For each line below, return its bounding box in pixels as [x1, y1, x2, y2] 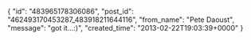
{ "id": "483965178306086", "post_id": [7, 7, 135, 16]
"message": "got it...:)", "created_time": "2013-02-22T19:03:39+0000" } [7, 24, 244, 32]
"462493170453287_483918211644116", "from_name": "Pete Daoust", [7, 15, 235, 24]
